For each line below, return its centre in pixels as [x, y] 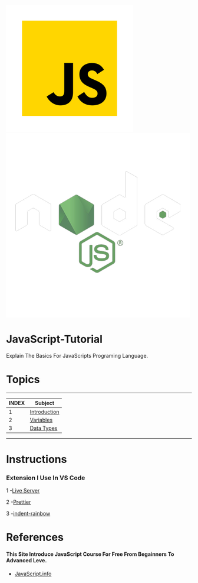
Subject [45, 403]
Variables [41, 420]
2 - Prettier [19, 502]
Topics [23, 380]
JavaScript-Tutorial [55, 339]
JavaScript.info [33, 574]
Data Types [44, 428]
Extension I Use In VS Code [46, 478]
